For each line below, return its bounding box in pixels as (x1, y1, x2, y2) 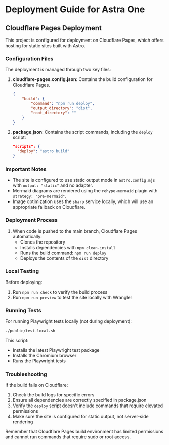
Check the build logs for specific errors (12, 392, 95, 398)
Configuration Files (5, 55, 54, 62)
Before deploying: (5, 279, 43, 285)
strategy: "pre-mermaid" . (12, 193, 67, 199)
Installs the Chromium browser (12, 353, 77, 359)
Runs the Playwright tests (12, 358, 66, 364)
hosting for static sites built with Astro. (5, 43, 86, 49)
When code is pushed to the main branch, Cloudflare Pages (12, 228, 138, 234)
